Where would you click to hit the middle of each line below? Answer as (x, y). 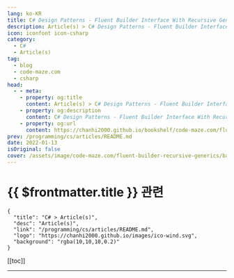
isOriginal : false (34, 149)
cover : (17, 156)
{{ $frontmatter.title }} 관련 (85, 193)
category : (22, 40)
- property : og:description (60, 111)
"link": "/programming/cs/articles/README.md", (84, 229)
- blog (23, 65)
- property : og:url (48, 123)
